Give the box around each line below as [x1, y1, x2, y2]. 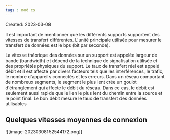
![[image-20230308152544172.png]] [5, 129, 83, 135]
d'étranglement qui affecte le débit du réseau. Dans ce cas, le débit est [5, 85, 155, 91]
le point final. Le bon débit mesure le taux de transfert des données [5, 95, 147, 101]
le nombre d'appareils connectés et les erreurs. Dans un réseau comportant [5, 73, 165, 79]
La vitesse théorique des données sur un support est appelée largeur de [5, 52, 157, 58]
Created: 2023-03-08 [5, 21, 51, 27]
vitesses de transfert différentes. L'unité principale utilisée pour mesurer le [5, 37, 162, 43]
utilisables [5, 100, 27, 107]
